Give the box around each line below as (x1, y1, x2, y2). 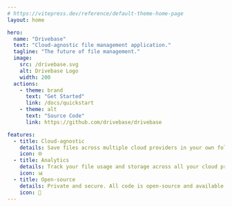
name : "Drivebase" (13, 35, 67, 42)
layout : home (7, 17, 45, 23)
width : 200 (19, 74, 51, 81)
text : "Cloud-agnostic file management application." (13, 42, 171, 49)
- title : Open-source (13, 176, 76, 183)
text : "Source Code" (25, 112, 85, 119)
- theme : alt (19, 106, 57, 113)
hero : (7, 29, 23, 36)
